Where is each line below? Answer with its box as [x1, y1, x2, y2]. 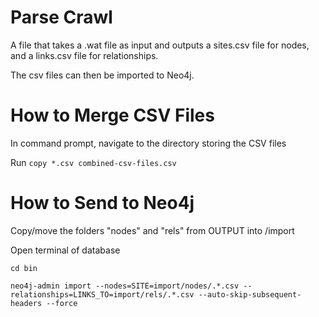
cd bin [10, 263, 38, 273]
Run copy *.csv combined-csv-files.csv [10, 156, 177, 168]
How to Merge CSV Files [10, 104, 215, 127]
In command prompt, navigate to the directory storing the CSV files [10, 137, 287, 149]
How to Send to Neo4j [10, 192, 195, 215]
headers [10, 298, 43, 308]
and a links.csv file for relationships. [10, 49, 159, 61]
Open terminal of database [10, 244, 121, 256]
